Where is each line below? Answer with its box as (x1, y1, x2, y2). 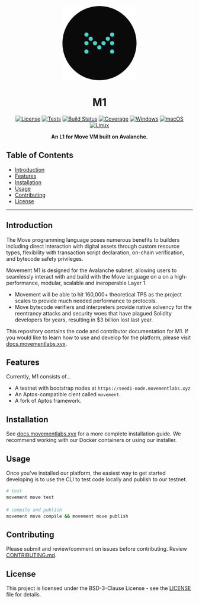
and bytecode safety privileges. (6, 255, 84, 262)
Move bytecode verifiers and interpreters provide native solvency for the (14, 303, 192, 311)
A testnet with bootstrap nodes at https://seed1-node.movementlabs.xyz (14, 384, 191, 392)
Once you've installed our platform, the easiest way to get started (6, 469, 166, 476)
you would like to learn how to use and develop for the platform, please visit (6, 334, 191, 341)
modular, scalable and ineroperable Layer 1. (40, 279, 147, 286)
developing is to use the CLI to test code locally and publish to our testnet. (6, 476, 188, 483)
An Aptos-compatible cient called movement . (14, 391, 121, 398)
